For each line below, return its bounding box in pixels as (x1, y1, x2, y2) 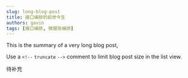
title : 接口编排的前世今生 (6, 14, 66, 20)
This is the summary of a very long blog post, (6, 42, 118, 49)
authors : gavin (6, 20, 44, 26)
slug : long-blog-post (6, 8, 61, 15)
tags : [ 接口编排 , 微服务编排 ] (6, 25, 74, 32)
